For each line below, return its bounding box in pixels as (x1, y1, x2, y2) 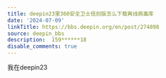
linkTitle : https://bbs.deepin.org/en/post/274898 (7, 23, 160, 30)
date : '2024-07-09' (7, 17, 65, 24)
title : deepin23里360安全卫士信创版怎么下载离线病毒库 (7, 10, 154, 18)
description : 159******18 (7, 37, 87, 44)
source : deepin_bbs (7, 30, 65, 37)
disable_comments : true (7, 43, 78, 50)
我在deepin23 (7, 63, 48, 71)
